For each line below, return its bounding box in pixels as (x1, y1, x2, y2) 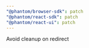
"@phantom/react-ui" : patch (6, 19, 76, 25)
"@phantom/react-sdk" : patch (6, 14, 78, 20)
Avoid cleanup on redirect (6, 36, 69, 43)
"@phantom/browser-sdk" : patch (6, 8, 84, 15)
